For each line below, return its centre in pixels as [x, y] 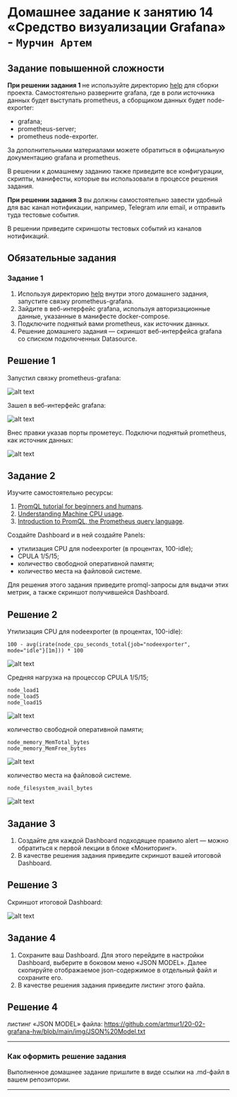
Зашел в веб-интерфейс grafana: [57, 405]
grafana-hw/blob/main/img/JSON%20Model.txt [77, 1031]
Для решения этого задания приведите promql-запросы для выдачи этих [118, 585]
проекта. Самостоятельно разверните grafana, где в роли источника [111, 93]
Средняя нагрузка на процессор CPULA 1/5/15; [78, 677]
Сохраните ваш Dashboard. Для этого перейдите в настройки [111, 955]
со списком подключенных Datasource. [77, 339]
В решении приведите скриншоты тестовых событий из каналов [105, 229]
